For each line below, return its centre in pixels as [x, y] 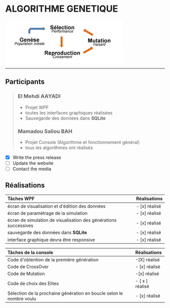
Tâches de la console [30, 252]
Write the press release [37, 157]
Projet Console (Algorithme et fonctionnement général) [82, 142]
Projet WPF [37, 107]
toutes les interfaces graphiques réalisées [69, 112]
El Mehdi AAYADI [39, 96]
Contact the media [32, 169]
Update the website [33, 163]
